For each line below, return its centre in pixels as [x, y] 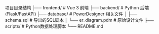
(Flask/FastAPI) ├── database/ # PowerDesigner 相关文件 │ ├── [71, 14]
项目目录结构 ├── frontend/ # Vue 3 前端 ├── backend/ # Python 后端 [77, 8]
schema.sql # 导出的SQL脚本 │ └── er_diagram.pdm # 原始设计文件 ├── [79, 20]
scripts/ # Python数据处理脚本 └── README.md [54, 26]
